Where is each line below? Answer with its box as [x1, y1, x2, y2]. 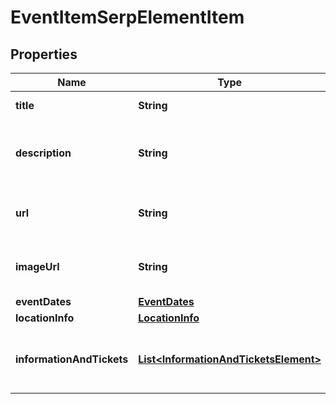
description [15, 146, 72, 160]
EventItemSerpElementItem [10, 6, 245, 29]
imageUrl [15, 260, 60, 273]
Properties [10, 46, 78, 63]
